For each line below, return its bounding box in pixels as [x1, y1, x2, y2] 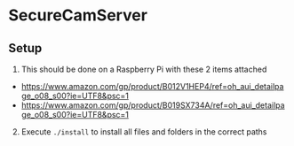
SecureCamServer [8, 5, 148, 26]
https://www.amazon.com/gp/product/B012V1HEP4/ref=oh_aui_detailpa [20, 81, 284, 91]
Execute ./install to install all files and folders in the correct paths [20, 127, 267, 137]
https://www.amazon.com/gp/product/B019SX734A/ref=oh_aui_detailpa [20, 100, 285, 111]
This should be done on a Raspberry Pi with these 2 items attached [20, 64, 267, 74]
